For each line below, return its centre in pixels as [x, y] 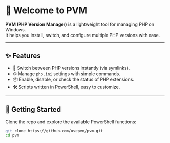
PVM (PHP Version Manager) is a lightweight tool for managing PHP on [80, 24]
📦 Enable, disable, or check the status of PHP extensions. [73, 79]
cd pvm [12, 136]
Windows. [16, 29]
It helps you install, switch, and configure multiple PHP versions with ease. [83, 35]
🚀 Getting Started [33, 109]
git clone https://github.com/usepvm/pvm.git [54, 131]
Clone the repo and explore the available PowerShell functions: [71, 122]
